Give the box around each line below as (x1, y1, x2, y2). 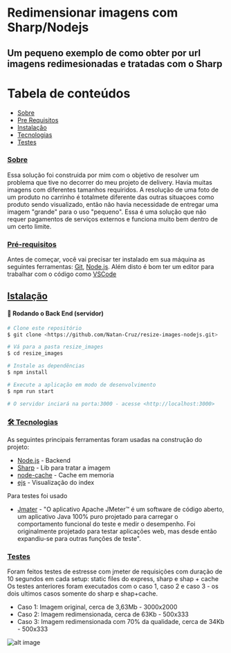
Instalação (17, 123, 47, 131)
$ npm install (7, 369, 48, 376)
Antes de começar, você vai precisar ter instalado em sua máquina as (7, 255, 205, 264)
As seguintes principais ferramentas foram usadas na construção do (7, 435, 203, 443)
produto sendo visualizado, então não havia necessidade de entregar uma (7, 200, 219, 208)
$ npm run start (7, 387, 54, 395)
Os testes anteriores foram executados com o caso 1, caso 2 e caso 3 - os (7, 582, 219, 591)
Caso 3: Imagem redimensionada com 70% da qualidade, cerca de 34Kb (17, 618, 225, 626)
